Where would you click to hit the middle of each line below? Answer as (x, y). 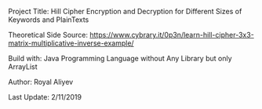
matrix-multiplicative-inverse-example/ (71, 43)
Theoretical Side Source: (48, 35)
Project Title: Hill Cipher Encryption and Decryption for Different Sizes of (125, 11)
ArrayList (23, 67)
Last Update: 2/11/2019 (45, 97)
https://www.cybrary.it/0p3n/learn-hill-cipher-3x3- (172, 35)
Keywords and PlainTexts (49, 20)
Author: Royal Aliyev (41, 82)
